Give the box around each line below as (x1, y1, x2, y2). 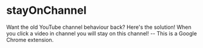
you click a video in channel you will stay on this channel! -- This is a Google (6, 29, 197, 37)
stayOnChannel (6, 4, 87, 17)
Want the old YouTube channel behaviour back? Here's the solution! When (6, 23, 192, 31)
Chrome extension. (6, 36, 54, 43)
